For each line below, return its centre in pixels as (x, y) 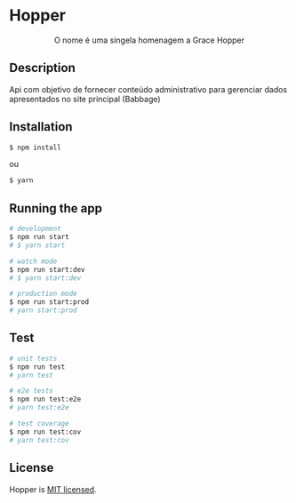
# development (36, 229)
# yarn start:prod (43, 311)
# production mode (43, 294)
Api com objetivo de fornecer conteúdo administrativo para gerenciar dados (148, 89)
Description (42, 68)
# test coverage (39, 424)
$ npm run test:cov (45, 432)
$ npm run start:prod (49, 302)
